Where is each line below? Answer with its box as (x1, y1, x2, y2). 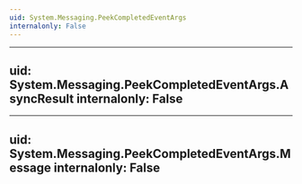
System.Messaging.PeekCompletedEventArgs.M (9, 145, 291, 162)
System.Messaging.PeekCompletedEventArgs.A (9, 77, 289, 92)
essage (9, 160, 52, 175)
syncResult (9, 91, 75, 106)
